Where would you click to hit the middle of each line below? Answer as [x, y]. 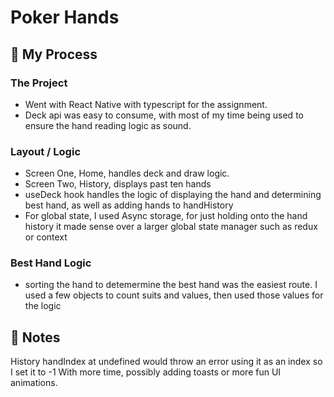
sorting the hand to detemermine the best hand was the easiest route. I [171, 285]
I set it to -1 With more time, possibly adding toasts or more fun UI [146, 372]
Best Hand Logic [51, 263]
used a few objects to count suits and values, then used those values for [174, 295]
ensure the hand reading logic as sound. [108, 125]
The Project [39, 83]
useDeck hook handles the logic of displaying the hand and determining [173, 195]
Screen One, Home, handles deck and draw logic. [127, 173]
